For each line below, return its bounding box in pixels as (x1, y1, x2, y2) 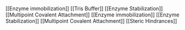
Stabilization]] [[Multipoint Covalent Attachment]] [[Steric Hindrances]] (5, 18, 177, 24)
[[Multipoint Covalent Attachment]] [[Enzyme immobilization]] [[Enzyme (5, 11, 180, 18)
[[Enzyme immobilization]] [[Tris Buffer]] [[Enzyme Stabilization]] (5, 5, 163, 12)
